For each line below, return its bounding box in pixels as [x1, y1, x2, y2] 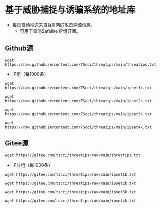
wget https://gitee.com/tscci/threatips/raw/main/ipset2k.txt [5, 181, 136, 186]
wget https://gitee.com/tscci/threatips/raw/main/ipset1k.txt [5, 172, 136, 177]
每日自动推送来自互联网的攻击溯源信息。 [12, 22, 95, 28]
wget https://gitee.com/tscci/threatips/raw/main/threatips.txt [5, 152, 141, 158]
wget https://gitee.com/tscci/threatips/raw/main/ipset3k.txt [5, 189, 136, 194]
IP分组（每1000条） [12, 162, 53, 168]
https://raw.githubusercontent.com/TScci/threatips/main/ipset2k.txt [5, 98, 152, 103]
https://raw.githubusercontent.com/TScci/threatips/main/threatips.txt [5, 62, 156, 67]
